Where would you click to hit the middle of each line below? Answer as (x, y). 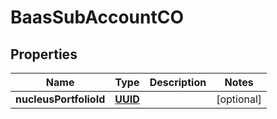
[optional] (239, 99)
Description (178, 82)
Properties (44, 54)
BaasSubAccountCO (97, 17)
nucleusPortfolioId (60, 99)
